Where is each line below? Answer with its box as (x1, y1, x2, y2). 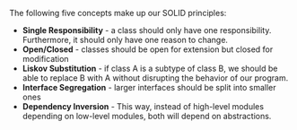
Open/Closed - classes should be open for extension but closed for (22, 44, 274, 55)
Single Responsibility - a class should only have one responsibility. (22, 25, 272, 35)
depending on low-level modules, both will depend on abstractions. (22, 111, 272, 121)
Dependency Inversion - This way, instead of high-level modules (22, 101, 265, 111)
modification (22, 54, 69, 64)
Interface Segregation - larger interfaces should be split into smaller (22, 82, 276, 92)
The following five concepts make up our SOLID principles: (9, 8, 227, 18)
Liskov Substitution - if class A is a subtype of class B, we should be (22, 63, 278, 74)
